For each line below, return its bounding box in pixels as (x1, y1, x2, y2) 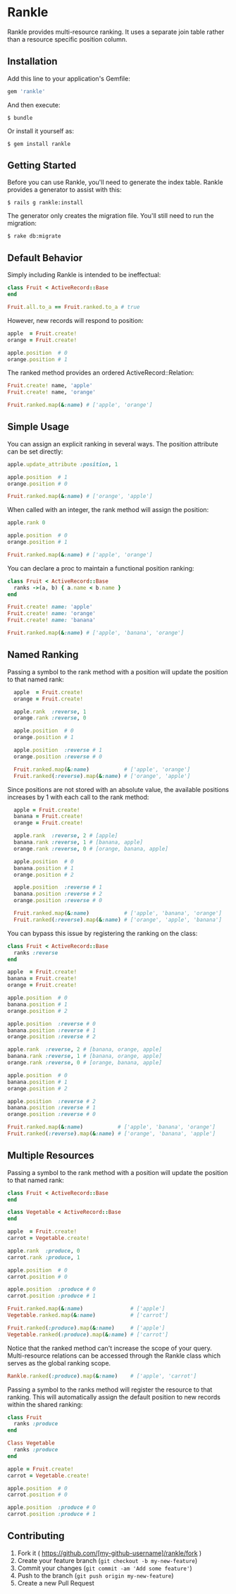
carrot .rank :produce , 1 (7, 1253, 80, 1261)
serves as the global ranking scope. (7, 1358, 111, 1367)
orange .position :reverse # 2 (7, 1033, 97, 1040)
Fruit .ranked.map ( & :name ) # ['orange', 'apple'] (7, 493, 153, 500)
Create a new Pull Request (17, 1578, 95, 1587)
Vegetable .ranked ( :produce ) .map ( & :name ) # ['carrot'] (7, 1331, 169, 1338)
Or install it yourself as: (7, 126, 74, 135)
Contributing (7, 1530, 65, 1542)
